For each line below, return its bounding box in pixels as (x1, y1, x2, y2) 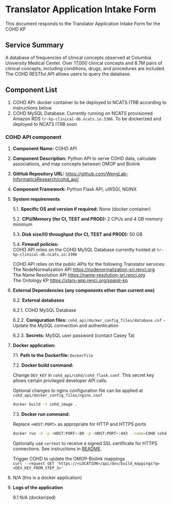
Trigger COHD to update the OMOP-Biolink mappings (12, 455, 125, 461)
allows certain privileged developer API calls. (12, 377, 108, 384)
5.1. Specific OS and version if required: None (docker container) (12, 206, 151, 212)
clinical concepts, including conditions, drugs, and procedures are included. (5, 65, 165, 71)
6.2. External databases (12, 297, 64, 303)
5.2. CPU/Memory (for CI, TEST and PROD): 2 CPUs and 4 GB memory (12, 216, 163, 222)
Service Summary (5, 41, 64, 50)
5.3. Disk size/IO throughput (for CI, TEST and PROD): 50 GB (12, 231, 143, 237)
